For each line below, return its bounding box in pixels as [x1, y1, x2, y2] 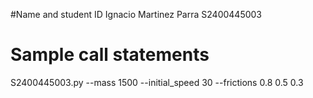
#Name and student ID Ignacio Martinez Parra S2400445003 [10, 9, 262, 20]
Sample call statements [10, 44, 210, 66]
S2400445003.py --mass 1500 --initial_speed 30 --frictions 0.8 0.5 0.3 [10, 76, 304, 88]
